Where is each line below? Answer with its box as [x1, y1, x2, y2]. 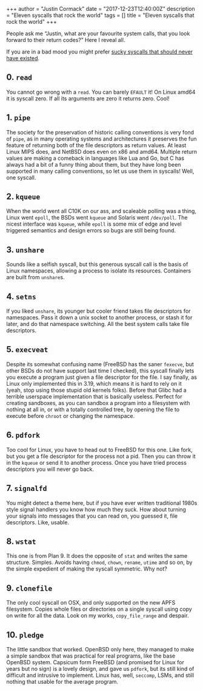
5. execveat [6, 344, 48, 355]
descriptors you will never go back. [6, 465, 95, 473]
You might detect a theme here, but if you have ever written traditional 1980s [6, 499, 198, 507]
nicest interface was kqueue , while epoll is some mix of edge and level [6, 220, 182, 227]
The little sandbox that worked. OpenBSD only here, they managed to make [6, 645, 195, 653]
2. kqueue [6, 192, 41, 202]
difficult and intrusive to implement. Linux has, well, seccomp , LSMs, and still [6, 672, 195, 679]
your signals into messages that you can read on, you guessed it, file [6, 512, 178, 519]
